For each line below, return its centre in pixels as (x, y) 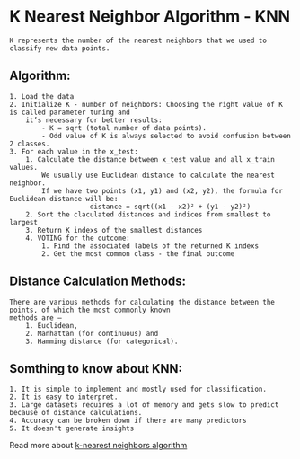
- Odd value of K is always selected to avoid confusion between (167, 136)
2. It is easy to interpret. (64, 397)
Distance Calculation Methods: (98, 282)
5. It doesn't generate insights (72, 428)
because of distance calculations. (76, 413)
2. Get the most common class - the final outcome (138, 253)
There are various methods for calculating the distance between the (142, 302)
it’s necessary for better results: (94, 120)
